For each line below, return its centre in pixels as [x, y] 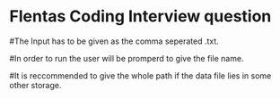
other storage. [35, 85]
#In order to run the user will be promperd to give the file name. [127, 58]
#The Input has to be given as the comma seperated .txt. [114, 41]
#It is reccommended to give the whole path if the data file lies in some [140, 75]
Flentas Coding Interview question [140, 16]
